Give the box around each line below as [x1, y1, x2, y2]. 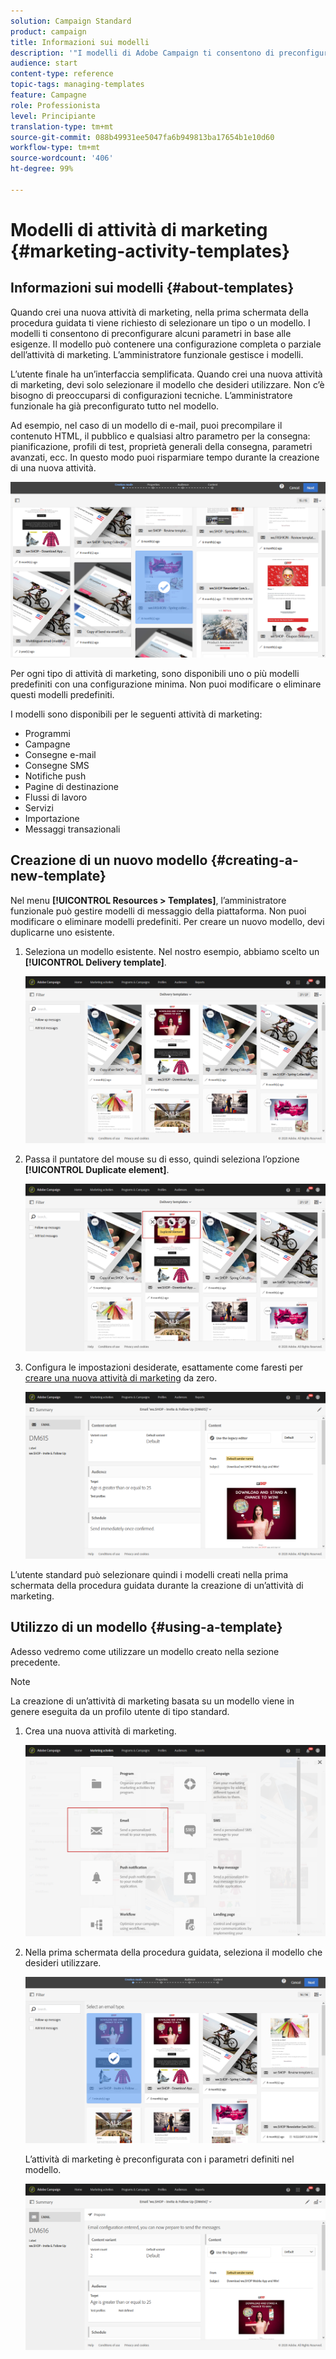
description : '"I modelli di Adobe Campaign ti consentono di [10, 48, 275, 58]
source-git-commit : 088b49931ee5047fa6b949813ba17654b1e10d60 [10, 132, 275, 142]
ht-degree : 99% [10, 164, 74, 174]
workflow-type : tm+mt [10, 143, 101, 153]
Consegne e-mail [24, 748, 97, 760]
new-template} [10, 868, 107, 885]
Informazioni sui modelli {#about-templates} [10, 280, 295, 297]
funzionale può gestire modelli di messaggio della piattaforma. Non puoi [10, 905, 307, 917]
